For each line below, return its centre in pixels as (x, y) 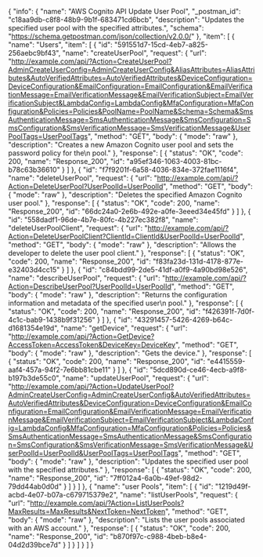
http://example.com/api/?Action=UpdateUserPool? (93, 386)
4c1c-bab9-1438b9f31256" (52, 320)
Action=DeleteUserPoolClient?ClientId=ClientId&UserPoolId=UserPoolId (124, 236)
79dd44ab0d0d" (35, 486)
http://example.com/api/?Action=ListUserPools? (107, 503)
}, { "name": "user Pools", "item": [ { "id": (148, 486)
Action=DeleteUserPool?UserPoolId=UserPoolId (86, 186)
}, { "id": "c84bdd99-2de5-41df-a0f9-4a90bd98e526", (159, 269)
